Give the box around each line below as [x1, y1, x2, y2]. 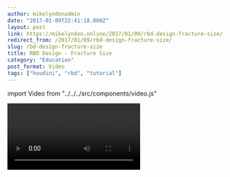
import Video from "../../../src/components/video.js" [7, 89, 157, 98]
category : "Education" [7, 57, 74, 64]
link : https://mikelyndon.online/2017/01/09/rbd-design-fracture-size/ [7, 30, 223, 38]
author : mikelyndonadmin [7, 10, 81, 18]
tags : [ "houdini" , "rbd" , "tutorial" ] [7, 69, 122, 76]
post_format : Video [7, 63, 65, 70]
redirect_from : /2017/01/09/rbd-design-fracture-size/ [7, 37, 173, 44]
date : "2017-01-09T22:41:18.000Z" [7, 17, 110, 24]
